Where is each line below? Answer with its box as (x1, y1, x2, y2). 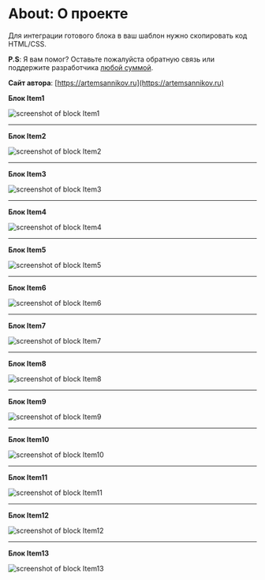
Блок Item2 (8, 131, 47, 140)
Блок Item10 (8, 434, 50, 444)
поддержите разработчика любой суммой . (8, 62, 154, 72)
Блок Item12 (8, 510, 50, 520)
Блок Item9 (8, 396, 47, 406)
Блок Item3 (8, 169, 47, 178)
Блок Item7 (8, 321, 46, 330)
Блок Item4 (8, 206, 47, 217)
